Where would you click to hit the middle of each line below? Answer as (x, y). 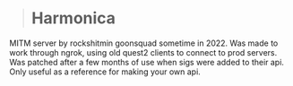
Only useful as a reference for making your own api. (105, 72)
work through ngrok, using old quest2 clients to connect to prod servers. (143, 52)
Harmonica (73, 18)
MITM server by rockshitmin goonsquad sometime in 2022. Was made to (144, 43)
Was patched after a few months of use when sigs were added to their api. (147, 62)
